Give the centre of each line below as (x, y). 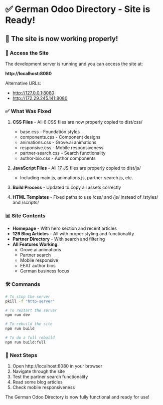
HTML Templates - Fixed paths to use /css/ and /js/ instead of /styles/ (85, 197)
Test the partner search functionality (50, 377)
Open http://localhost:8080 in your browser (57, 366)
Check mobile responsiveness (44, 387)
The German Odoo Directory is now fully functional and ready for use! (77, 397)
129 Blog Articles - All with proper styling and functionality (73, 234)
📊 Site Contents (26, 216)
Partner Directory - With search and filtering (59, 239)
